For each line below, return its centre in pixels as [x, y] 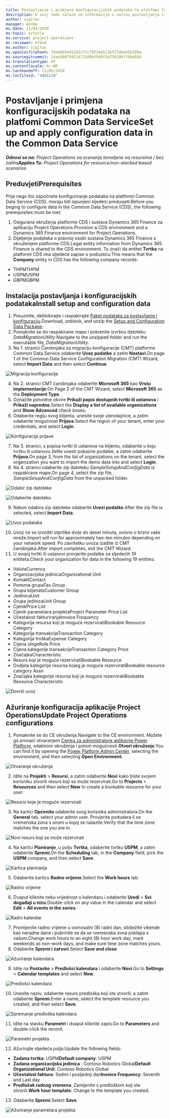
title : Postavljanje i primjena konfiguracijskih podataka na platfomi [82, 10]
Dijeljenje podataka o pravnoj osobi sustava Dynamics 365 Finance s [84, 238]
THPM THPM [26, 269]
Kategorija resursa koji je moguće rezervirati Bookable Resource [79, 623]
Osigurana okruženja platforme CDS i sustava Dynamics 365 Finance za [88, 222]
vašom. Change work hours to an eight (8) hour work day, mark [78, 938]
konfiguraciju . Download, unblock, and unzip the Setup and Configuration [89, 321]
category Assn [28, 671]
